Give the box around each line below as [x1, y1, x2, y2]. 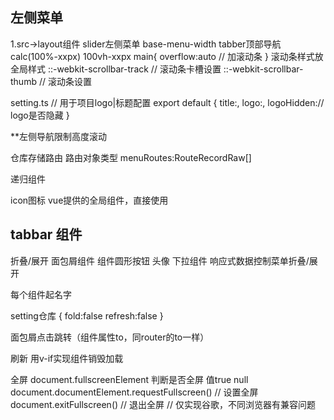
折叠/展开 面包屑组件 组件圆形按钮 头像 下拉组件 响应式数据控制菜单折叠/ [10, 254, 310, 267]
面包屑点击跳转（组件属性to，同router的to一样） [10, 331, 210, 343]
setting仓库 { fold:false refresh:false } [10, 309, 164, 322]
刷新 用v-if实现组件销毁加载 [10, 352, 124, 364]
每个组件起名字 [10, 288, 72, 300]
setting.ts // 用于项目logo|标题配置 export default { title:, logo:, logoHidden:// [10, 96, 325, 108]
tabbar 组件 [10, 226, 83, 243]
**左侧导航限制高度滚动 [10, 130, 108, 142]
